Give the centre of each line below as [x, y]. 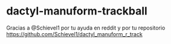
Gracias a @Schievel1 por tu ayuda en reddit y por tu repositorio [86, 28]
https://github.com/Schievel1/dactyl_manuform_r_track [75, 34]
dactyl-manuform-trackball [77, 11]
